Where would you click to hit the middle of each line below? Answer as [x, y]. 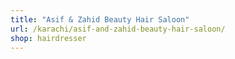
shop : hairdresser [48, 38]
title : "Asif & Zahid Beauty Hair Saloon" [100, 19]
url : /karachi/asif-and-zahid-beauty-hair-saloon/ [118, 29]
